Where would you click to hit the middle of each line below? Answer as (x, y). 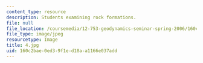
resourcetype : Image (32, 40)
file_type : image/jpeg (35, 34)
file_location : (25, 28)
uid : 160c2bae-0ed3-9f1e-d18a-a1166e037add (62, 51)
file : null (20, 23)
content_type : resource (36, 12)
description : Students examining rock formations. (71, 17)
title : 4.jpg (23, 46)
